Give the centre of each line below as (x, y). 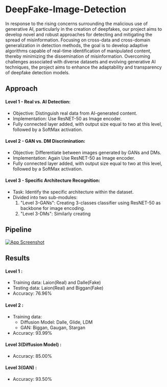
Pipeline (19, 230)
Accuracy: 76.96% (32, 293)
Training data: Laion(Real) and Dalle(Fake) (57, 283)
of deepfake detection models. (38, 72)
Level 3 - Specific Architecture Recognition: (53, 181)
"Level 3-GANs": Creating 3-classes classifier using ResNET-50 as (90, 203)
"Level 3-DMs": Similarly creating (55, 213)
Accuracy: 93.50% (32, 379)
